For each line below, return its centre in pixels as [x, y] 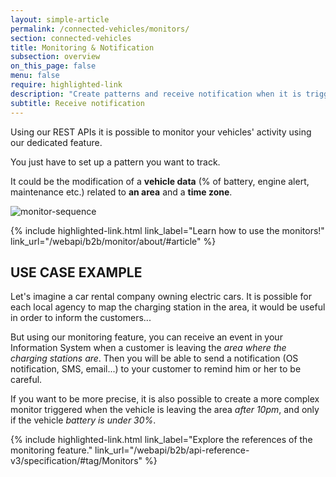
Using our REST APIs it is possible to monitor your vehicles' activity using [161, 132]
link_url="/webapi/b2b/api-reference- [172, 450]
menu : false [35, 76]
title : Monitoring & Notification [82, 47]
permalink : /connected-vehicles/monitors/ [100, 29]
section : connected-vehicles [71, 38]
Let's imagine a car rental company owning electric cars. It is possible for [161, 297]
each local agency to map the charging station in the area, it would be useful [168, 307]
